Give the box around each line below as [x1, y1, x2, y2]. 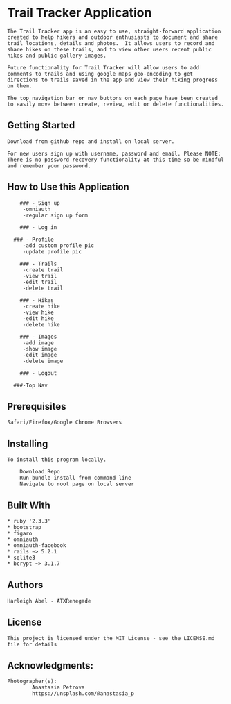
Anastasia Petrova [32, 684, 85, 692]
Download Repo [19, 469, 60, 476]
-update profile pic [22, 248, 82, 255]
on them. [7, 82, 33, 90]
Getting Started [7, 119, 75, 131]
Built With [7, 499, 50, 511]
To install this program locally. [7, 456, 107, 463]
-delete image [22, 358, 64, 364]
